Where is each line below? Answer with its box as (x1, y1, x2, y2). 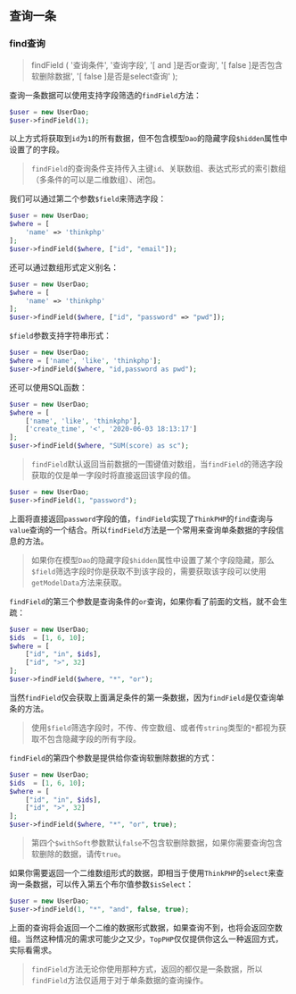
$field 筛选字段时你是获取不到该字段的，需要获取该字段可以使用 (30, 566, 267, 577)
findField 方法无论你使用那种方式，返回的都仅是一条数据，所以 (30, 964, 263, 974)
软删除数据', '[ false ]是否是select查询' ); (30, 71, 178, 81)
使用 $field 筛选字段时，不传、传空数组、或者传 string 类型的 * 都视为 (30, 722, 279, 733)
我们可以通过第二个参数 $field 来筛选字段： (9, 193, 167, 204)
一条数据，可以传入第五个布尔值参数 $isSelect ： (16, 879, 194, 889)
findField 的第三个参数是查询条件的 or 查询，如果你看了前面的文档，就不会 (9, 595, 280, 606)
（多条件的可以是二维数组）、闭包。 (30, 174, 160, 185)
